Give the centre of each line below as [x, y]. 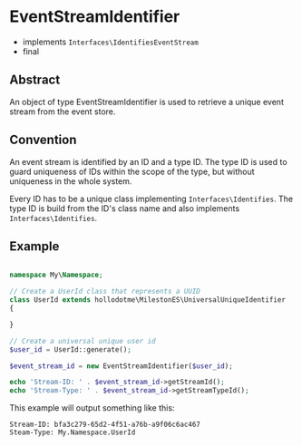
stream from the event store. [63, 111]
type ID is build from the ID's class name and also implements [125, 208]
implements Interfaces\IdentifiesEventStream [111, 42]
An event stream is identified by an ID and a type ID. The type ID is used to [148, 161]
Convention [43, 140]
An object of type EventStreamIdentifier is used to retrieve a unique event [146, 102]
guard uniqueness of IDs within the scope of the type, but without [132, 171]
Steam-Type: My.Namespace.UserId [73, 432]
